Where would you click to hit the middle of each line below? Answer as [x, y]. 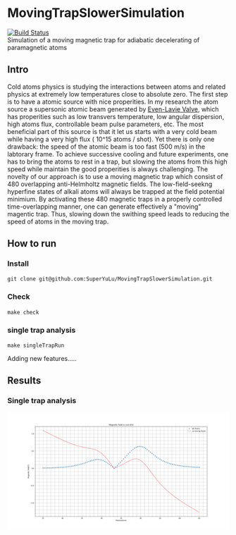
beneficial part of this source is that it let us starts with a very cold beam [112, 131]
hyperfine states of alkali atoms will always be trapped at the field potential [116, 191]
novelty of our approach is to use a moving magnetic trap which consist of [115, 176]
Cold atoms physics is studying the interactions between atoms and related [117, 87]
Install [18, 264]
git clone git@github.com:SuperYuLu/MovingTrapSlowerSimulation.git [110, 279]
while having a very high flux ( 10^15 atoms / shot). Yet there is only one [111, 139]
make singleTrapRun [36, 346]
